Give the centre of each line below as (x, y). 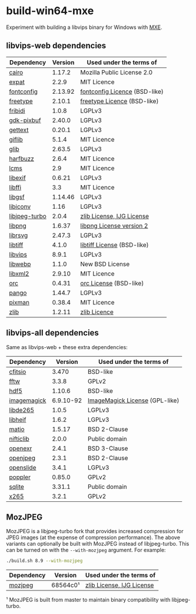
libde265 (21, 410)
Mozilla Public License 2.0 (117, 72)
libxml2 (19, 274)
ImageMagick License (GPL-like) (133, 400)
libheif (18, 419)
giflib (16, 139)
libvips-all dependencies (52, 333)
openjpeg (22, 458)
